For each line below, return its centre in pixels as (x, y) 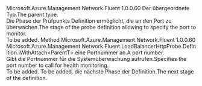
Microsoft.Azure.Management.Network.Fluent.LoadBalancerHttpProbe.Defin (101, 46)
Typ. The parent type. (32, 14)
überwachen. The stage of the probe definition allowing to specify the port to (101, 27)
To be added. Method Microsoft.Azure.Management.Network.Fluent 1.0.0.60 (101, 40)
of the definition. (27, 78)
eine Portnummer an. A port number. (120, 53)
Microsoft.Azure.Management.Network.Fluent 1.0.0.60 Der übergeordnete (98, 8)
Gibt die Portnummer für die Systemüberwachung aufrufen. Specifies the (96, 59)
